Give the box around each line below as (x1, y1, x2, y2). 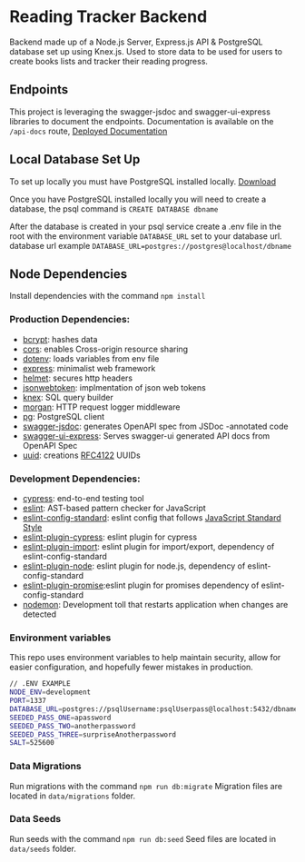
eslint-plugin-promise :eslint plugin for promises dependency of (22, 580, 260, 590)
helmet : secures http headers (22, 372, 133, 383)
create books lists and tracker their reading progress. (9, 55, 209, 66)
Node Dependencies (9, 266, 128, 282)
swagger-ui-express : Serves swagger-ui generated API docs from (22, 430, 271, 441)
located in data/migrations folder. (9, 790, 136, 801)
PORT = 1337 (9, 697, 47, 706)
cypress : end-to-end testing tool (22, 492, 144, 503)
